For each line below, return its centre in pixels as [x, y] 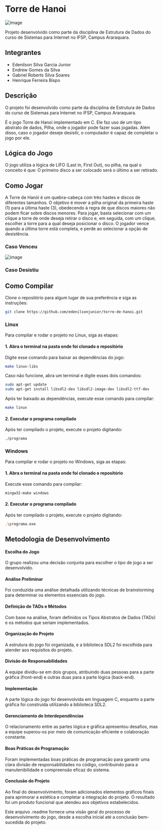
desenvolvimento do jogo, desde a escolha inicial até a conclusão [71, 817]
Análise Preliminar [24, 579]
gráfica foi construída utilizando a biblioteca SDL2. [56, 704]
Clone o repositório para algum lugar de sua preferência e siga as [71, 298]
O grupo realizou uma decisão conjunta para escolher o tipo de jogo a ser [79, 563]
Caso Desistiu [22, 270]
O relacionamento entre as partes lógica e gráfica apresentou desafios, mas [81, 726]
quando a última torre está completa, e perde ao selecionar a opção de [76, 229]
